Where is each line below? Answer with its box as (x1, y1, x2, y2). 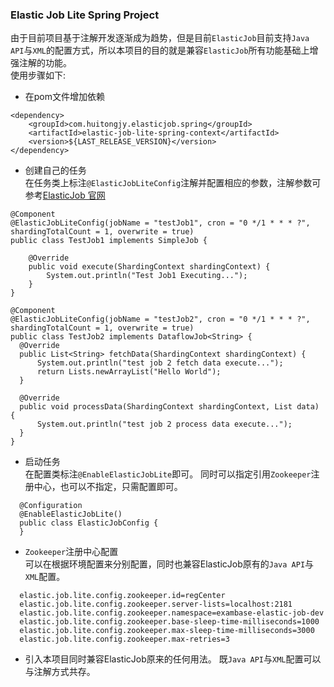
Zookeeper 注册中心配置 (24, 546, 119, 558)
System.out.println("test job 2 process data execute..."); (36, 419, 293, 430)
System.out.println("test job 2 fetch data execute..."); (36, 358, 284, 368)
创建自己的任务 (24, 164, 87, 177)
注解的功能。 (18, 57, 72, 69)
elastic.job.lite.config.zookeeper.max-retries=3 (19, 634, 230, 645)
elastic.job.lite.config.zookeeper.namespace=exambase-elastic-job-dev (19, 608, 325, 618)
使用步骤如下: (10, 69, 67, 82)
